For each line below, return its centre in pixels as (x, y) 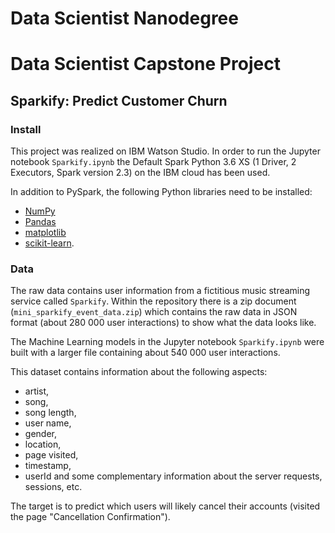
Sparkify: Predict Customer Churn (119, 100)
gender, (40, 434)
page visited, (51, 455)
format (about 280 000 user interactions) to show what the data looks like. (163, 323)
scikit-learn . (49, 243)
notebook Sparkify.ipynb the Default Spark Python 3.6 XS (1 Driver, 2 (153, 162)
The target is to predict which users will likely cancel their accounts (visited (165, 506)
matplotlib (45, 233)
